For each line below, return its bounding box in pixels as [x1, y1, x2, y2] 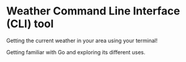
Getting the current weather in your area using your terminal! [6, 37, 158, 44]
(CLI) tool [6, 17, 54, 31]
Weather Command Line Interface [6, 4, 181, 18]
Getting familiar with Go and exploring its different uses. [6, 48, 145, 55]
